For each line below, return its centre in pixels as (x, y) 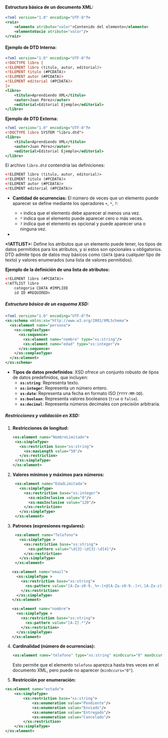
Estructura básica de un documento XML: (49, 7)
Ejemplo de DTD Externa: (32, 119)
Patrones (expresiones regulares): (49, 526)
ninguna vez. (33, 229)
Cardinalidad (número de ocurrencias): (54, 646)
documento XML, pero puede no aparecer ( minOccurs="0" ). (73, 670)
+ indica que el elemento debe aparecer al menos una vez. (80, 213)
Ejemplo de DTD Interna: (31, 47)
